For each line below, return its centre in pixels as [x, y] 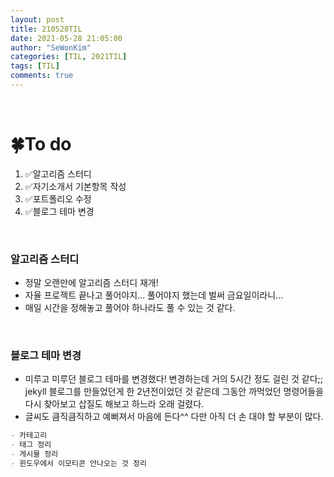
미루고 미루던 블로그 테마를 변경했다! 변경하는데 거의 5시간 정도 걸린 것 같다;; [174, 379]
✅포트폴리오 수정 [58, 198]
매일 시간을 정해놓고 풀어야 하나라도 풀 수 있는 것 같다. [130, 308]
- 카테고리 [29, 436]
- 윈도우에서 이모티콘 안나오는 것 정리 [78, 464]
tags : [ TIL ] [35, 66]
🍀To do [41, 144]
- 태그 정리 [31, 445]
